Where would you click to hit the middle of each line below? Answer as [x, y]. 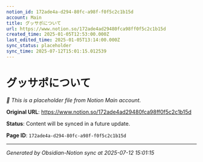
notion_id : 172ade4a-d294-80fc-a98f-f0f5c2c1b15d [70, 12]
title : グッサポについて [34, 23]
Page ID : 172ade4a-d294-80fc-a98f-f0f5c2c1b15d [66, 135]
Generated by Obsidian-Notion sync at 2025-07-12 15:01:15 [80, 152]
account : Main [24, 18]
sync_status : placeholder [39, 46]
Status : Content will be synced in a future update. [68, 123]
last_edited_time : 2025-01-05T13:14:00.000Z [63, 40]
